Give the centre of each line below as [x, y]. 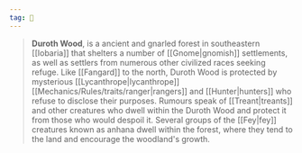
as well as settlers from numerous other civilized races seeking [148, 62]
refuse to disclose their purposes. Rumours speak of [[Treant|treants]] [162, 101]
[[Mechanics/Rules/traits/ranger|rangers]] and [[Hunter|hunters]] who [161, 91]
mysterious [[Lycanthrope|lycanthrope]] [105, 81]
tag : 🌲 [22, 18]
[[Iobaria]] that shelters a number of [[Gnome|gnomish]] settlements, [160, 53]
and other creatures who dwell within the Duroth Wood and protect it [159, 110]
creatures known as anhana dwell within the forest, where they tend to [162, 129]
